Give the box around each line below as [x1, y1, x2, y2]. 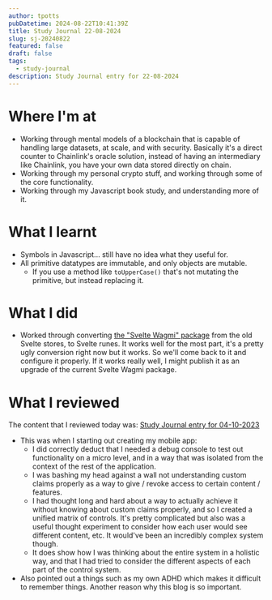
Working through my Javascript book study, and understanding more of [19, 186, 260, 195]
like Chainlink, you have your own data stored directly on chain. [19, 160, 232, 169]
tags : [8, 58, 27, 66]
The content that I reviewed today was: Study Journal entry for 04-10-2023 [8, 420, 260, 430]
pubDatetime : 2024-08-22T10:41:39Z [8, 19, 129, 28]
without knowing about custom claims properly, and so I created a [32, 504, 253, 515]
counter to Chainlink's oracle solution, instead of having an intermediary [19, 151, 261, 161]
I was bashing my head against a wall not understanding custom [32, 470, 247, 480]
